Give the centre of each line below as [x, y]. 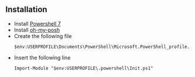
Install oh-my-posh [37, 30]
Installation [26, 10]
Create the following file [43, 36]
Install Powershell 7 [37, 23]
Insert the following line [42, 57]
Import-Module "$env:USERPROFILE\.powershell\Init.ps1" [83, 68]
